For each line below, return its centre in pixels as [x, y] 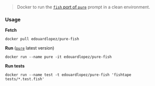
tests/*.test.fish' [25, 79]
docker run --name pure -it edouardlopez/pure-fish [58, 57]
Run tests [15, 66]
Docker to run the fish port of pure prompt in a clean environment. [84, 7]
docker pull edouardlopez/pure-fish [42, 39]
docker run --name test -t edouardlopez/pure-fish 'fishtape [68, 75]
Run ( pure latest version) [30, 48]
